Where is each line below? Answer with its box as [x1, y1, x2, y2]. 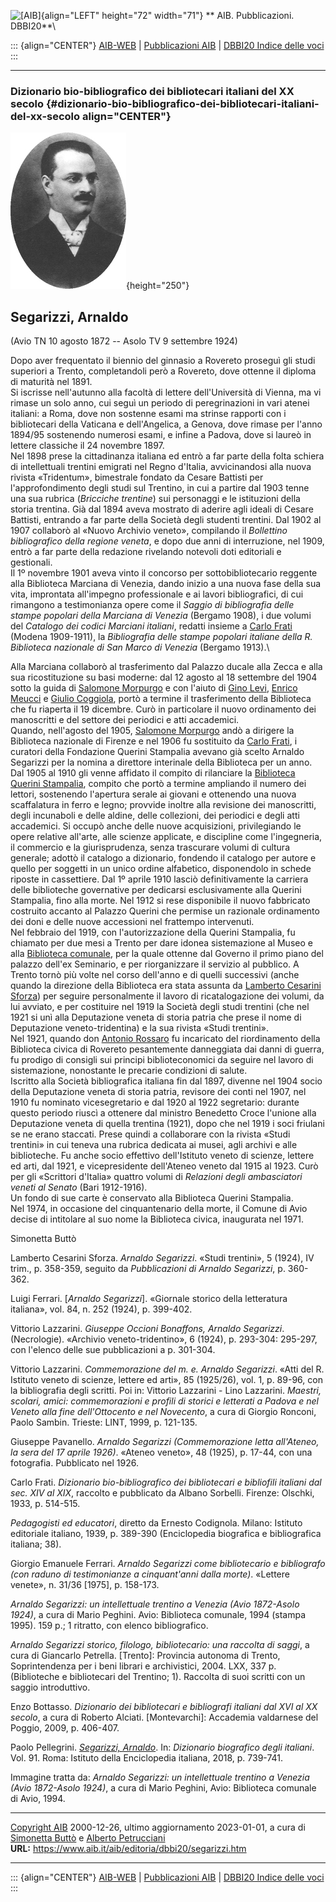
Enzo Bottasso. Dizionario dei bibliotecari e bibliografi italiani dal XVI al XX [10, 1701, 318, 1713]
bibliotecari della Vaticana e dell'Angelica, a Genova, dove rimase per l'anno [10, 418, 323, 430]
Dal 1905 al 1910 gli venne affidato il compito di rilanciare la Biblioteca [10, 767, 296, 779]
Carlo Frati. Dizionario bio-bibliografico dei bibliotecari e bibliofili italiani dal [10, 1476, 322, 1489]
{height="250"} [126, 280, 190, 292]
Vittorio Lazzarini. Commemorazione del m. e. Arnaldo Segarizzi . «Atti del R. [10, 1363, 325, 1375]
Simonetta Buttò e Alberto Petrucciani [10, 1832, 166, 1844]
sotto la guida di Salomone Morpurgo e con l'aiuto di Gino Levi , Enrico [10, 682, 298, 694]
